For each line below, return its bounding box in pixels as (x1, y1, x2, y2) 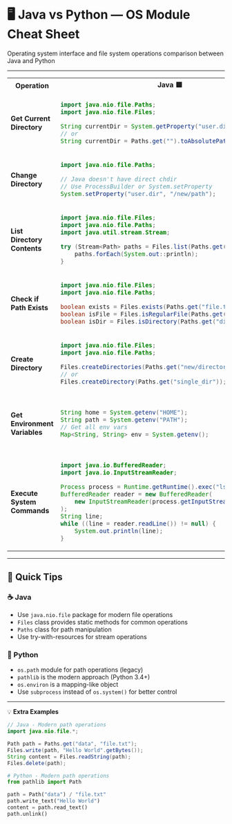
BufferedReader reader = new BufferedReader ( (60, 490, 213, 499)
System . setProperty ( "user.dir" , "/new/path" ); (60, 190, 216, 197)
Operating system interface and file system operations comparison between (7, 49, 224, 57)
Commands (10, 506, 50, 516)
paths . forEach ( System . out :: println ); (74, 250, 199, 258)
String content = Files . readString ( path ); (7, 753, 131, 760)
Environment (10, 419, 54, 428)
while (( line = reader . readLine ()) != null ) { (60, 520, 216, 528)
